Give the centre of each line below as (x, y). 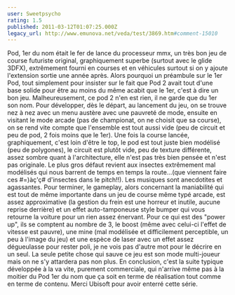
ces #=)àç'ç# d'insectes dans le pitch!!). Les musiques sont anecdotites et (115, 180)
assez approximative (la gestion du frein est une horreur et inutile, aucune (114, 202)
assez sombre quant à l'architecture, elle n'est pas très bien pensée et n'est (117, 158)
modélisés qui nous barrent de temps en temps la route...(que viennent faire (117, 172)
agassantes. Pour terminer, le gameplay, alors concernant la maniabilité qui (116, 187)
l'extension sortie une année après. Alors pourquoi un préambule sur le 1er (115, 76)
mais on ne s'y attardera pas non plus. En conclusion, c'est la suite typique (115, 262)
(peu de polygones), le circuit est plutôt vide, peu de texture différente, (109, 150)
